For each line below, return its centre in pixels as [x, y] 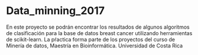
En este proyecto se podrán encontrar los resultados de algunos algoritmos [98, 27]
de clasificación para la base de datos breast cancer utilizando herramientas [99, 33]
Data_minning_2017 [56, 11]
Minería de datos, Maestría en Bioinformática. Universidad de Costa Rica [95, 46]
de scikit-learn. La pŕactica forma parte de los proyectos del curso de [91, 39]
